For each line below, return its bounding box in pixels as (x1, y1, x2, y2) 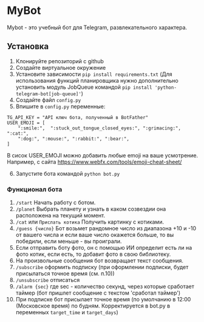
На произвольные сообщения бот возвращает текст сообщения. (15, 257, 184, 264)
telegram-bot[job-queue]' (15, 91, 81, 97)
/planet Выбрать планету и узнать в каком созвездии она (15, 205, 166, 213)
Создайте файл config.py (15, 96, 81, 103)
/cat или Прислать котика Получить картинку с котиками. (15, 218, 165, 225)
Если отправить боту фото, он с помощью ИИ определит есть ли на (15, 244, 192, 252)
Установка (7, 41, 49, 52)
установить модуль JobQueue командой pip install (15, 83, 152, 91)
